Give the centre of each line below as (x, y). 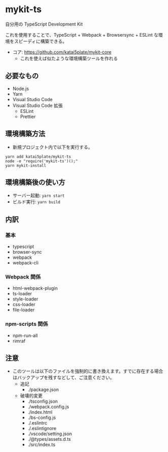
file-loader (24, 310)
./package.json (43, 389)
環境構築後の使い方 (35, 182)
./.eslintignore (42, 429)
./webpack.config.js (48, 407)
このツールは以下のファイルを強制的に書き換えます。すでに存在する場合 (88, 371)
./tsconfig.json (43, 401)
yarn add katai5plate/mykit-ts (38, 157)
